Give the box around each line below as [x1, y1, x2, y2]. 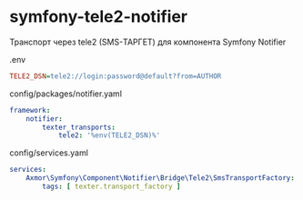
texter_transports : [42, 123, 116, 132]
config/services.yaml [9, 147, 89, 158]
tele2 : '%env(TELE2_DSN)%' [57, 131, 161, 140]
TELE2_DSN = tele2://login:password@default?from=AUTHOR [9, 71, 222, 81]
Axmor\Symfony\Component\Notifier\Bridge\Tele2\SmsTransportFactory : [25, 174, 296, 183]
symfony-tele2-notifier [9, 6, 188, 27]
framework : [9, 105, 51, 115]
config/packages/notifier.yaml [9, 88, 123, 99]
